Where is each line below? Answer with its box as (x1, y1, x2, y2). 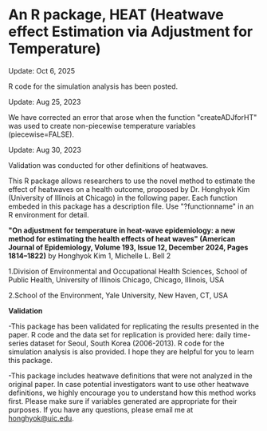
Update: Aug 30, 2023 (8, 145, 82, 154)
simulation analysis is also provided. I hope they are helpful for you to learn (8, 346, 254, 357)
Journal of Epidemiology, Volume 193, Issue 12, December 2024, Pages (8, 242, 249, 252)
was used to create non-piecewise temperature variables (8, 121, 196, 130)
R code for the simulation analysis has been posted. (8, 82, 179, 91)
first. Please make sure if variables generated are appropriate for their (8, 396, 238, 405)
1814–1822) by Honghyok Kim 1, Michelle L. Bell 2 (8, 250, 171, 261)
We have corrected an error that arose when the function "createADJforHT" (8, 112, 257, 122)
